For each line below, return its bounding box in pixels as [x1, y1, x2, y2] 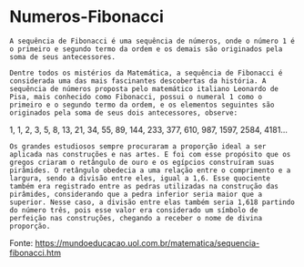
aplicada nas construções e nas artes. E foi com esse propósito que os [9, 149, 291, 159]
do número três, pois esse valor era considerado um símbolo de [9, 205, 258, 215]
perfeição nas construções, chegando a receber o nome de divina [9, 213, 262, 222]
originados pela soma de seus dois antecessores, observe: [9, 108, 238, 118]
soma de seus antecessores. [9, 52, 117, 61]
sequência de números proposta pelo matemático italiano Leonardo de [9, 84, 279, 93]
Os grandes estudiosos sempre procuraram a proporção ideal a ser [9, 141, 267, 151]
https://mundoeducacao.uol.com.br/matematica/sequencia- [35, 237, 260, 248]
